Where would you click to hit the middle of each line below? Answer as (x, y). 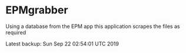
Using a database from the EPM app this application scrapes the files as (93, 26)
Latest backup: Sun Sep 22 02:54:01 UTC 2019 (62, 44)
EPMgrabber (37, 10)
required (16, 32)
